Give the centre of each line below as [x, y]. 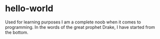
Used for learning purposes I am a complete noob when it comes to [73, 22]
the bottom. [17, 32]
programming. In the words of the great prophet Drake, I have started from [80, 27]
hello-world [29, 9]
